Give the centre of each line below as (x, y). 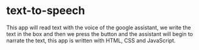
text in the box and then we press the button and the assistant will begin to (100, 34)
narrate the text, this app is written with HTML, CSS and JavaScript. (91, 40)
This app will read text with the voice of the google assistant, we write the (99, 27)
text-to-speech (46, 11)
